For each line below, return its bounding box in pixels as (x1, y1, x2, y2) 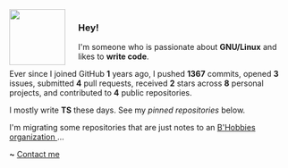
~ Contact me (9, 149, 60, 160)
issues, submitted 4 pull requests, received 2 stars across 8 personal (9, 78, 264, 88)
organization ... (9, 131, 64, 142)
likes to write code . (78, 51, 149, 62)
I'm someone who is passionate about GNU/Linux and (78, 42, 277, 53)
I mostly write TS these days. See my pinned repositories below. (9, 105, 246, 115)
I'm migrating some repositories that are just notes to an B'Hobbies (9, 122, 257, 133)
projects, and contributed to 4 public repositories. (9, 88, 192, 98)
